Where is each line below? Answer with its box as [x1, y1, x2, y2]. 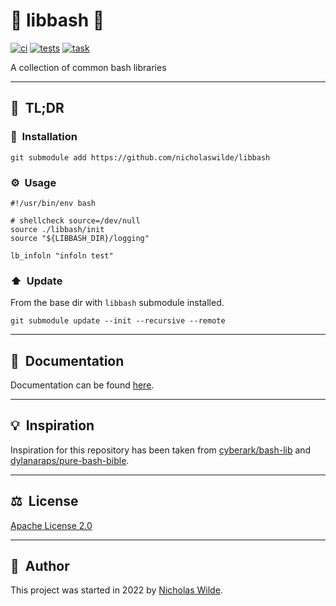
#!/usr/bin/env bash [10, 198, 97, 208]
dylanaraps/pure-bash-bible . [10, 454, 130, 466]
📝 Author [10, 558, 70, 575]
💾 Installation [10, 130, 78, 144]
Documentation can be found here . [10, 379, 155, 391]
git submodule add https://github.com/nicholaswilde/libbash [10, 152, 271, 163]
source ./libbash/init [10, 224, 105, 234]
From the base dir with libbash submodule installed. [10, 297, 225, 309]
